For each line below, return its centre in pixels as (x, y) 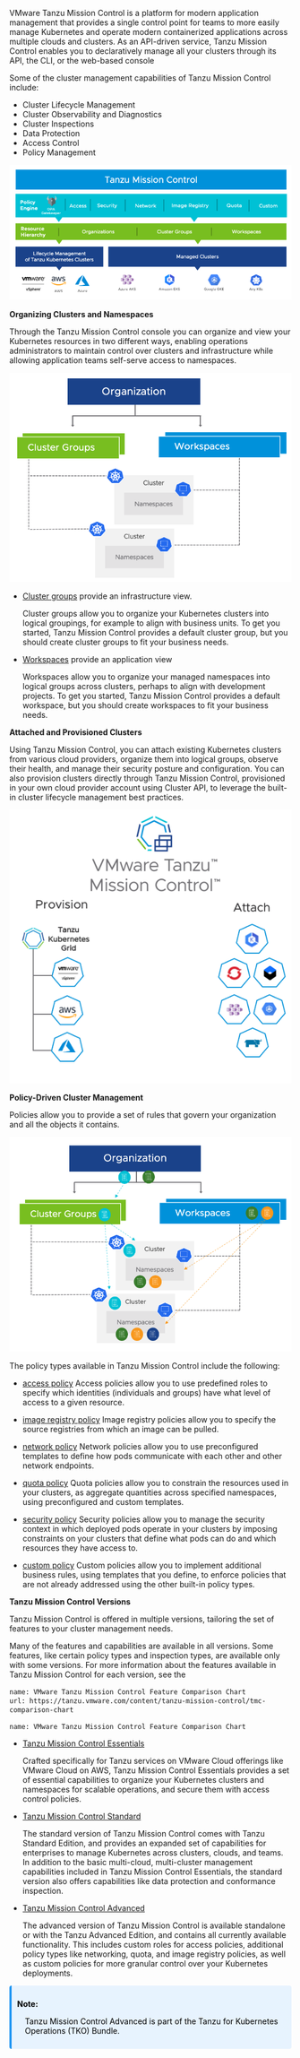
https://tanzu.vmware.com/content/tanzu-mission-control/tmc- (148, 1701)
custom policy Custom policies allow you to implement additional (141, 1565)
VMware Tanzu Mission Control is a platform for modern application (134, 13)
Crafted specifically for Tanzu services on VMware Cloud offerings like (153, 1761)
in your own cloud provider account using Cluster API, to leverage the (137, 787)
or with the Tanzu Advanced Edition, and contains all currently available (154, 1935)
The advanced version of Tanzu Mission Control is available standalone (154, 1925)
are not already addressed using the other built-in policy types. (138, 1585)
